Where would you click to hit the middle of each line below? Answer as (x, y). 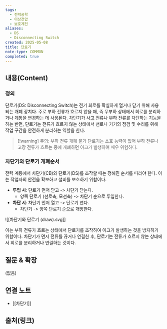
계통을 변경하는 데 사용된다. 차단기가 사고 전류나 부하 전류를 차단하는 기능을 (88, 118)
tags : (11, 10)
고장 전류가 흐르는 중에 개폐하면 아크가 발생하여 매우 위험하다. (77, 147)
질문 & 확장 (21, 260)
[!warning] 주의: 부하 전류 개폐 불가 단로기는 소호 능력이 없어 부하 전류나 (88, 141)
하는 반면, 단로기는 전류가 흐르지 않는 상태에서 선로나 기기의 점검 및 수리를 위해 (82, 124)
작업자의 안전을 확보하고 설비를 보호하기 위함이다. (58, 180)
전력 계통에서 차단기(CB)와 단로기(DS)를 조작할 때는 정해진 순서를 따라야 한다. (81, 173)
